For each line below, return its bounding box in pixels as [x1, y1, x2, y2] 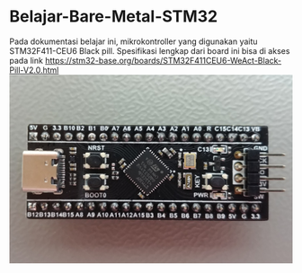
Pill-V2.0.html [9, 65, 59, 75]
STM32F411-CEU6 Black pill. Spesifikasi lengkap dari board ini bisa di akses [9, 45, 290, 56]
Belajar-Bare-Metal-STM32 [9, 6, 218, 27]
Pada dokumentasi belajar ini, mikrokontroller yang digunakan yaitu [9, 36, 258, 47]
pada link [9, 55, 43, 66]
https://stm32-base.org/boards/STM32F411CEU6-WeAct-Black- [44, 55, 281, 66]
